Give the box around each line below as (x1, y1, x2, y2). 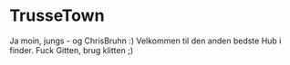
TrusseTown (9, 5, 105, 26)
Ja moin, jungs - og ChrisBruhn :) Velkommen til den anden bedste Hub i (9, 35, 282, 46)
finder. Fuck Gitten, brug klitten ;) (9, 44, 134, 55)
